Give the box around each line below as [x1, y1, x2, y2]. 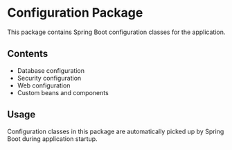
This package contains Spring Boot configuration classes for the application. [7, 28, 226, 36]
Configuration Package [7, 5, 143, 21]
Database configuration [17, 66, 85, 74]
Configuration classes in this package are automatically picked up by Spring [7, 127, 224, 135]
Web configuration [17, 81, 71, 90]
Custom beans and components [17, 88, 109, 97]
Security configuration [17, 74, 82, 82]
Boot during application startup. [7, 134, 98, 143]
